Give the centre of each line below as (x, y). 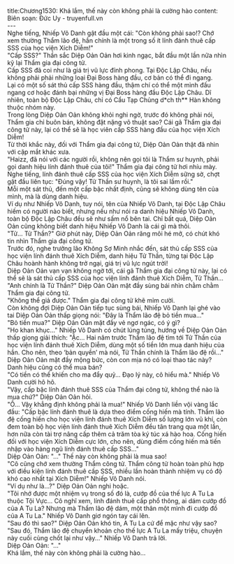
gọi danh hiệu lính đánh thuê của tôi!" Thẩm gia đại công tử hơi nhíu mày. (112, 167)
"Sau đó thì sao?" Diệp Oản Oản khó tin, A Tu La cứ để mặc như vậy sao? (112, 523)
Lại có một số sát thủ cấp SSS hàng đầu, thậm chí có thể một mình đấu (109, 85)
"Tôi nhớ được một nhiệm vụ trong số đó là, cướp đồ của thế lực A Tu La (111, 493)
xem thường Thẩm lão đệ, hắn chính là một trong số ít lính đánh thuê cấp (111, 41)
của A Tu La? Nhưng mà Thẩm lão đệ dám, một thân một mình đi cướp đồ (112, 508)
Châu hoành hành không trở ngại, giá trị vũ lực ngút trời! (88, 263)
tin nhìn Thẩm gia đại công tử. (50, 241)
